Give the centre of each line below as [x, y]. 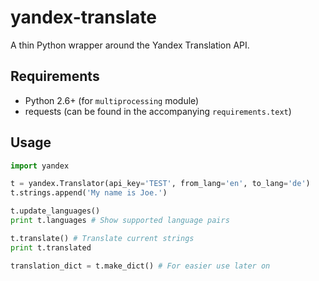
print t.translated [51, 247]
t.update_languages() [55, 211]
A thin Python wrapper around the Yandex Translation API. [130, 45]
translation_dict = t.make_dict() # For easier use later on [140, 266]
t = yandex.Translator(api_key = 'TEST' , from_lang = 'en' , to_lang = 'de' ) [160, 184]
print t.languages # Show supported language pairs [120, 221]
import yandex [40, 166]
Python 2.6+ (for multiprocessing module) [112, 100]
